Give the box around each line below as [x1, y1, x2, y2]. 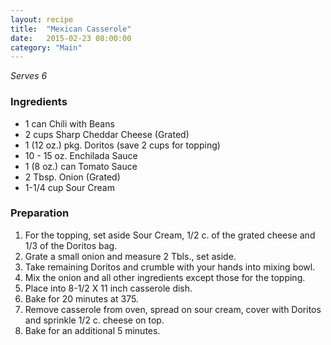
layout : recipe [10, 14, 74, 25]
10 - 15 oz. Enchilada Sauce [24, 149, 138, 161]
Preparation [10, 206, 70, 220]
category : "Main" [10, 42, 83, 53]
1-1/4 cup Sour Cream [24, 181, 115, 193]
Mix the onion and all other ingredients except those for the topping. [24, 271, 306, 283]
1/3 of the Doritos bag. [24, 239, 118, 251]
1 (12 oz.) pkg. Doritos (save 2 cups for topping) [24, 139, 221, 151]
